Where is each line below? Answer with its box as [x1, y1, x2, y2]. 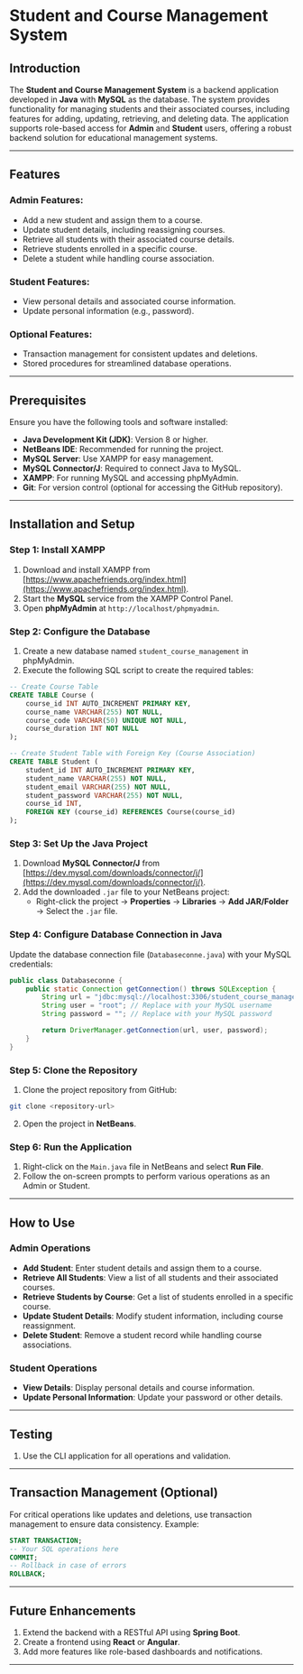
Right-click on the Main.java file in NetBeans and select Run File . [22, 1161, 264, 1172]
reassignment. [22, 1319, 77, 1331]
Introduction [9, 60, 81, 76]
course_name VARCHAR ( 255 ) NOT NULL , [25, 708, 164, 717]
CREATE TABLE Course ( [9, 690, 95, 699]
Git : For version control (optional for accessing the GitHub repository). [22, 482, 283, 493]
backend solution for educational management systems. [9, 133, 218, 143]
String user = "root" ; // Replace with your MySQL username [41, 1001, 272, 1011]
